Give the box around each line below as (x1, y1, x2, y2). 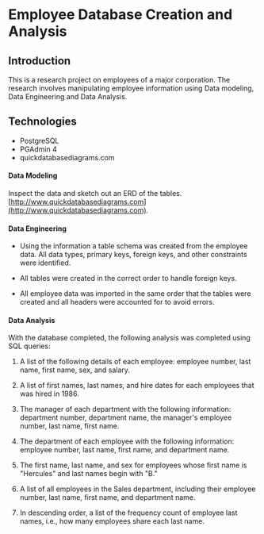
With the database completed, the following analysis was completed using (8, 333, 251, 343)
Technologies (8, 115, 78, 129)
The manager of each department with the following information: (19, 405, 231, 414)
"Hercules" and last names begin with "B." (19, 469, 158, 478)
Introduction (8, 54, 71, 67)
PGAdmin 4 (19, 144, 58, 154)
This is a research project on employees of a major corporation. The (8, 75, 231, 84)
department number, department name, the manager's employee (19, 413, 232, 422)
